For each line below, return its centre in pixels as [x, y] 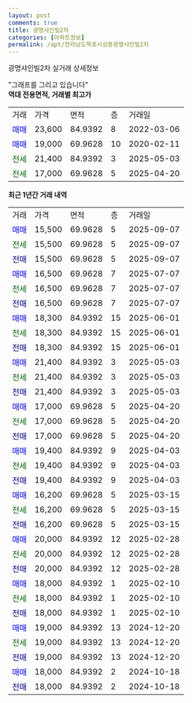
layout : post [30, 15]
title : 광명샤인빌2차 [39, 30]
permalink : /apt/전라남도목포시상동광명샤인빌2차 [79, 45]
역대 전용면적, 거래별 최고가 [50, 94]
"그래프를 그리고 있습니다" [48, 85]
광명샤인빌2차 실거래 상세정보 [54, 68]
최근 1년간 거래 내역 [38, 195]
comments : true [33, 23]
